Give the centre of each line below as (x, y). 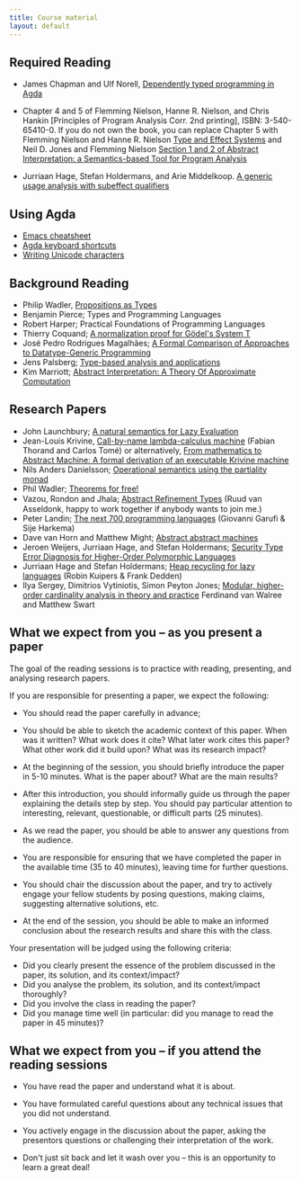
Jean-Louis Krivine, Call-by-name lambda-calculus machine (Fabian (149, 441)
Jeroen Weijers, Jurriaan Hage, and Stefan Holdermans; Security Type (153, 547)
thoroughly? (44, 994)
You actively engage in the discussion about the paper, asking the (144, 1131)
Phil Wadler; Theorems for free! (80, 488)
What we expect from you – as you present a (136, 633)
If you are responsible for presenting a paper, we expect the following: (139, 695)
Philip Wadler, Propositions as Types (89, 304)
